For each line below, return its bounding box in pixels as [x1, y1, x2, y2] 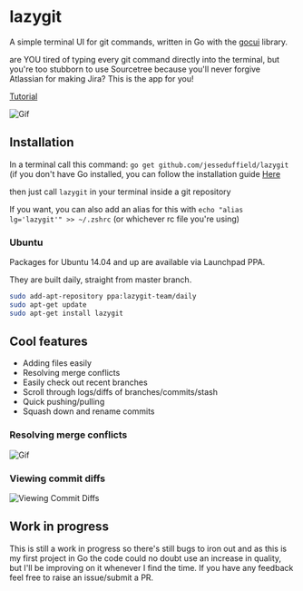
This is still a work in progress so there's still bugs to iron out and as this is [9, 543, 288, 554]
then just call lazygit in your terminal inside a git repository [9, 186, 231, 197]
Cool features [9, 334, 88, 350]
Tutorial [9, 91, 38, 102]
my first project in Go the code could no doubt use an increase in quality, [9, 552, 282, 564]
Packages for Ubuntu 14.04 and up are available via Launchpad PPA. [9, 257, 266, 268]
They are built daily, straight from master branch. [9, 274, 192, 285]
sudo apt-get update [9, 300, 88, 310]
